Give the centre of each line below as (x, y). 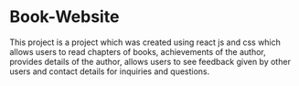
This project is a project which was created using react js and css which (145, 42)
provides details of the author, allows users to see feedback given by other (150, 61)
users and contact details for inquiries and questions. (110, 71)
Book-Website (64, 17)
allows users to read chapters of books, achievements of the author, (138, 51)
